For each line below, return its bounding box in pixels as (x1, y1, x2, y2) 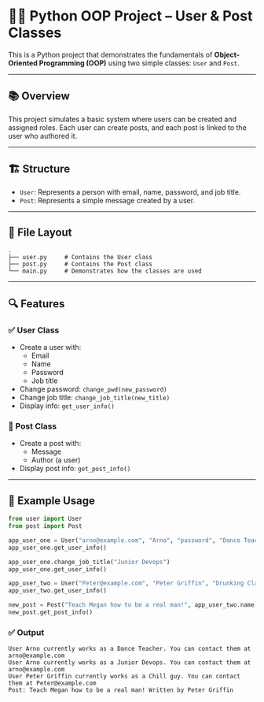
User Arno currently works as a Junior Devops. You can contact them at (8, 659, 251, 667)
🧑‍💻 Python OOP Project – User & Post (8, 7, 253, 25)
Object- (214, 50, 240, 59)
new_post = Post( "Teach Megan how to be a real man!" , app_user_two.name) (8, 601, 258, 609)
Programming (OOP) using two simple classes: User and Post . (38, 58, 240, 68)
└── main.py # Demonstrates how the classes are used (8, 267, 202, 275)
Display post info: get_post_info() (19, 464, 131, 474)
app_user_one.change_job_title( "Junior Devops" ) (8, 558, 170, 566)
